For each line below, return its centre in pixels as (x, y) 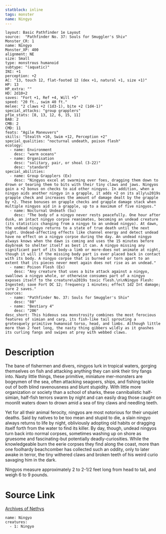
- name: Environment (31, 150)
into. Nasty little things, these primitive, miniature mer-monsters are (74, 377)
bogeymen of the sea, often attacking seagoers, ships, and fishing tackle (80, 382)
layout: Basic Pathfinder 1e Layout (43, 33)
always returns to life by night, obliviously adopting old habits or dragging (80, 423)
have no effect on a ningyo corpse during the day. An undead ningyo (79, 237)
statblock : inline (24, 10)
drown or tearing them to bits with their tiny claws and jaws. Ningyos (82, 185)
